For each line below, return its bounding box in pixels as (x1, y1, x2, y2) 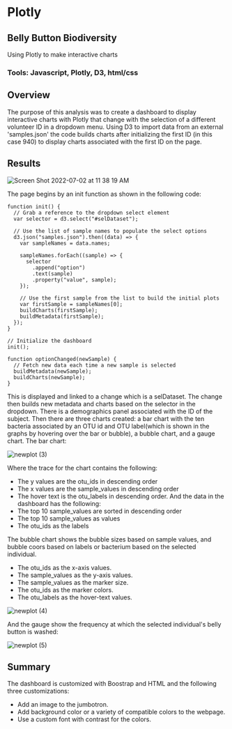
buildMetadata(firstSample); (20, 313, 105, 320)
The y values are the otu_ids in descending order (17, 477, 158, 485)
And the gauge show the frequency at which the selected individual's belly (7, 620, 222, 628)
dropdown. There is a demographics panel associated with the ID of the (7, 407, 213, 415)
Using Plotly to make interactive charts (7, 50, 118, 59)
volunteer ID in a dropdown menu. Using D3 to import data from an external (7, 123, 224, 131)
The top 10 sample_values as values (17, 514, 121, 523)
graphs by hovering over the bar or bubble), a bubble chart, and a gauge (7, 429, 216, 438)
